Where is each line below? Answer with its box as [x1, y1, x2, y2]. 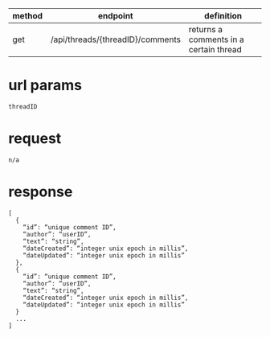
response [8, 183, 73, 201]
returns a [188, 24, 223, 35]
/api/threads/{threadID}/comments [50, 34, 181, 45]
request [8, 129, 62, 148]
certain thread [188, 44, 243, 55]
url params [8, 76, 83, 95]
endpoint [97, 10, 134, 21]
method [12, 10, 43, 21]
